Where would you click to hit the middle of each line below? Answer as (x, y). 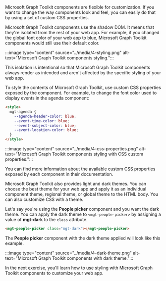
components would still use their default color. (52, 43)
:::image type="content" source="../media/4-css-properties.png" (72, 149)
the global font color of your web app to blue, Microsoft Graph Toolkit (76, 38)
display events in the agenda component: (47, 98)
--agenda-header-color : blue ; (45, 116)
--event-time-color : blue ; (42, 121)
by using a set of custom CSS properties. (47, 18)
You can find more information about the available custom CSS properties (80, 169)
